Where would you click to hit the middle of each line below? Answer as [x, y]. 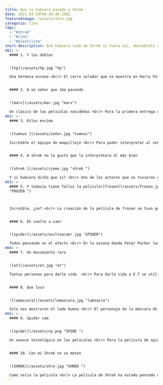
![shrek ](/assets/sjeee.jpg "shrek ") [50, 169]
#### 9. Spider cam [29, 318]
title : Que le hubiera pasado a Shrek [44, 10]
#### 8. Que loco [27, 287]
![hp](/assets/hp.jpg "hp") [38, 68]
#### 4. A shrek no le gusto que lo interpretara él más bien [73, 156]
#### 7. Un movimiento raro [38, 252]
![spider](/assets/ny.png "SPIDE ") [46, 331]
